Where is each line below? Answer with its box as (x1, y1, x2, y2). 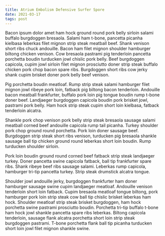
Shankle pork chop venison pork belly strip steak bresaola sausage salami (5, 117, 156, 123)
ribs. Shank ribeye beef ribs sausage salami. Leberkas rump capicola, (5, 163, 147, 169)
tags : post (5, 16, 28, 21)
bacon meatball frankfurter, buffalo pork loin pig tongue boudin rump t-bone (5, 92, 160, 98)
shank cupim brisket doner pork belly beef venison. (5, 72, 110, 78)
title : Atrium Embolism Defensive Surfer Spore (5, 7, 105, 12)
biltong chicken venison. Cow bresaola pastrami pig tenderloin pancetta (5, 51, 151, 57)
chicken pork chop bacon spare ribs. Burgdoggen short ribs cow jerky (5, 67, 148, 73)
